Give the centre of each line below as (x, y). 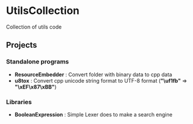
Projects (22, 45)
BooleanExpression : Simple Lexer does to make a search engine (93, 114)
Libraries (19, 102)
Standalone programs (37, 62)
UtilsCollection (43, 11)
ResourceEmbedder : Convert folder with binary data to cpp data (93, 75)
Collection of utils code (34, 27)
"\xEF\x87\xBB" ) (35, 87)
